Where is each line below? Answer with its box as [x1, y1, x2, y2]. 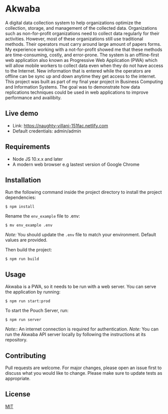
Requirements [5, 143, 50, 151]
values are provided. [5, 237, 48, 243]
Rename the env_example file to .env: [5, 213, 80, 219]
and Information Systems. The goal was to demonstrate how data [5, 84, 140, 90]
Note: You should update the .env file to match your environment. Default [5, 232, 156, 238]
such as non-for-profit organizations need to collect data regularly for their [5, 30, 159, 36]
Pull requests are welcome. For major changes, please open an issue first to [5, 365, 162, 371]
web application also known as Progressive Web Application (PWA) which [5, 57, 158, 63]
